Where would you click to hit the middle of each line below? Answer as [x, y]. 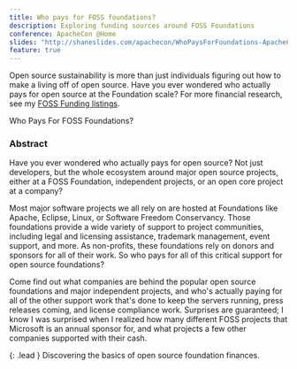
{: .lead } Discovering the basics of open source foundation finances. [135, 356]
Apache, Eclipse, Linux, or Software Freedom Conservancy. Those [130, 218]
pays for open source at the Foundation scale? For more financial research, [146, 95]
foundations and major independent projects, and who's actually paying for [146, 291]
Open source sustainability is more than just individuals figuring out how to [145, 75]
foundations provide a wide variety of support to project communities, [137, 227]
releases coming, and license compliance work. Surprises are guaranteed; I [147, 310]
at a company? [36, 191]
